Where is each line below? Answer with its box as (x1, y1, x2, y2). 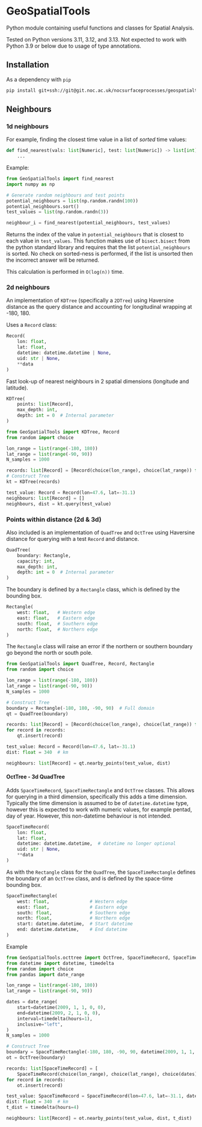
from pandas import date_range (6, 971, 85, 977)
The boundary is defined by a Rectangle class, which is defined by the (6, 586, 180, 593)
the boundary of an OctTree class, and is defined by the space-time (6, 874, 173, 882)
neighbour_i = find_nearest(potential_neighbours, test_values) (6, 220, 171, 226)
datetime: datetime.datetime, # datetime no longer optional (17, 841, 176, 847)
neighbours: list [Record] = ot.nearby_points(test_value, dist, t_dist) (6, 1116, 192, 1122)
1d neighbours (6, 122, 49, 130)
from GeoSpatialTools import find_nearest (6, 176, 114, 182)
